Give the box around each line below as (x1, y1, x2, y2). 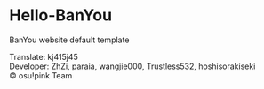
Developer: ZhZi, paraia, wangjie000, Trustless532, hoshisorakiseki (9, 61, 256, 71)
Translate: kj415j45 (9, 51, 78, 62)
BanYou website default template (9, 34, 130, 45)
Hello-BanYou (9, 5, 113, 26)
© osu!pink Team (9, 70, 73, 80)
